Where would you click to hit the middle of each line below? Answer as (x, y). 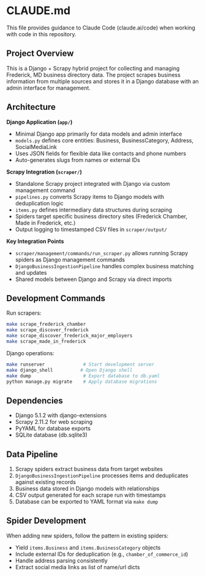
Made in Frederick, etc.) (45, 223)
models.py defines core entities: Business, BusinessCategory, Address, (104, 140)
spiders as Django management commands (70, 259)
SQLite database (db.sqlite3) (51, 435)
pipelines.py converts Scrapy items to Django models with (90, 196)
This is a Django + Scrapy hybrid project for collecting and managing (93, 68)
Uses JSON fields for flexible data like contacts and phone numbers (101, 153)
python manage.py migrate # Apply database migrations (82, 382)
